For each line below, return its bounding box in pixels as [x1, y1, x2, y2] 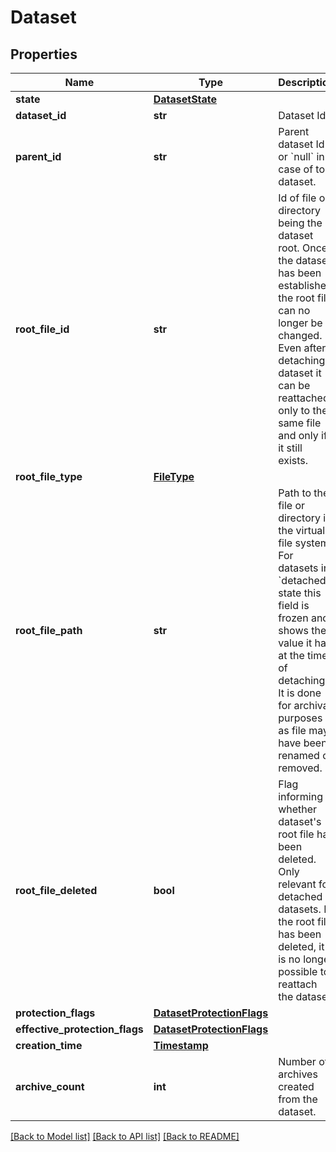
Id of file [278, 191, 317, 205]
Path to [278, 486, 312, 500]
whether [278, 802, 318, 816]
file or [278, 499, 306, 512]
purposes [278, 711, 323, 725]
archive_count [15, 1080, 85, 1093]
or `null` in [278, 150, 325, 163]
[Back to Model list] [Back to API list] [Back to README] [10, 1131, 240, 1142]
